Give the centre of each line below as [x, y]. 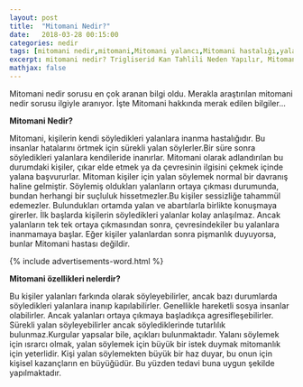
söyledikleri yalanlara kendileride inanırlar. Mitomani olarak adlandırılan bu [147, 157]
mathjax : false [38, 69]
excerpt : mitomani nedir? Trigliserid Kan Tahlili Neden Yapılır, [137, 60]
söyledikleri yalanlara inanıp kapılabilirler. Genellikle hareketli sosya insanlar [150, 305]
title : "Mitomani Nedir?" [60, 26]
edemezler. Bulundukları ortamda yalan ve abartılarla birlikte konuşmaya [143, 205]
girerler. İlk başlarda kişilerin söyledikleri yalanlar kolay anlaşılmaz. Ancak [145, 215]
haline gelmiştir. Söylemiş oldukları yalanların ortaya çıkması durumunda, [144, 186]
